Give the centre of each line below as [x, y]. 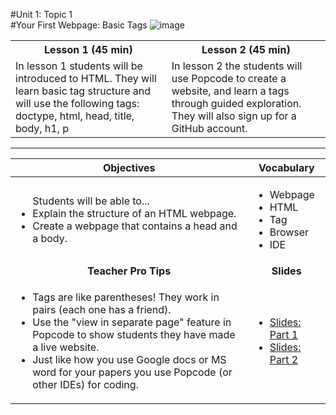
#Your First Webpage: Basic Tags [79, 25]
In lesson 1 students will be [79, 66]
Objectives [129, 167]
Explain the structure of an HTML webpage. [134, 213]
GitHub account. [209, 128]
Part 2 [284, 359]
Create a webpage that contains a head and [135, 226]
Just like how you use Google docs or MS [129, 359]
